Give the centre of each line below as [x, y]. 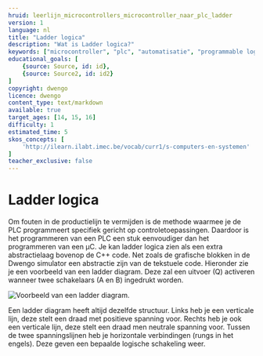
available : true [34, 111]
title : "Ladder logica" [47, 37]
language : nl [29, 30]
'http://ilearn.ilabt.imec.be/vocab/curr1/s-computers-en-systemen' [136, 147]
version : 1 [26, 23]
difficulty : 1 [31, 125]
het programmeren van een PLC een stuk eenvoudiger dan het [109, 238]
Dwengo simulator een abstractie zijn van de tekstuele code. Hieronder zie [128, 263]
